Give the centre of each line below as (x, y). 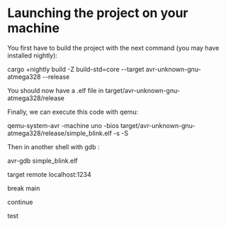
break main (24, 188)
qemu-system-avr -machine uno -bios (63, 125)
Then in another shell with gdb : (53, 146)
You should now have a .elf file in (56, 90)
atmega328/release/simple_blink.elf (60, 133)
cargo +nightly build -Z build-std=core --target (76, 69)
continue (20, 202)
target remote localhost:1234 (49, 174)
